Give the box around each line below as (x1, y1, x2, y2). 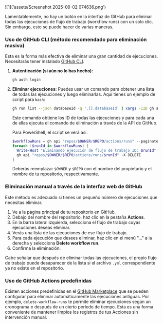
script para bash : (12, 97, 45, 102)
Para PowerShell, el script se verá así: (12, 129, 88, 136)
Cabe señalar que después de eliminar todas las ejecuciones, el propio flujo (5, 255, 157, 261)
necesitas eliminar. (5, 200, 43, 205)
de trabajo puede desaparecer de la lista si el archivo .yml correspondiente (5, 260, 156, 265)
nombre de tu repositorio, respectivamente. (12, 171, 100, 177)
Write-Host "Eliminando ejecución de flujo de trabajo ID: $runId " (17, 148, 157, 153)
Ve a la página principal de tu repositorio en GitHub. (12, 209, 116, 215)
